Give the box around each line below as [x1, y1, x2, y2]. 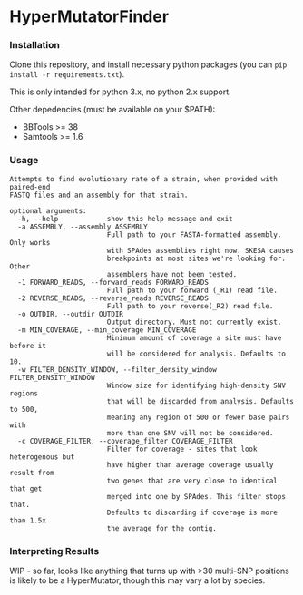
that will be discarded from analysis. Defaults [106, 396, 295, 405]
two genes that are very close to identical [106, 476, 279, 485]
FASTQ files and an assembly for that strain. [9, 190, 189, 200]
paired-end [9, 182, 51, 191]
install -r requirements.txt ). [9, 69, 125, 80]
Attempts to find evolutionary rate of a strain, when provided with [9, 174, 279, 183]
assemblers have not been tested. [106, 269, 238, 278]
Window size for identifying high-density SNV [106, 381, 286, 390]
